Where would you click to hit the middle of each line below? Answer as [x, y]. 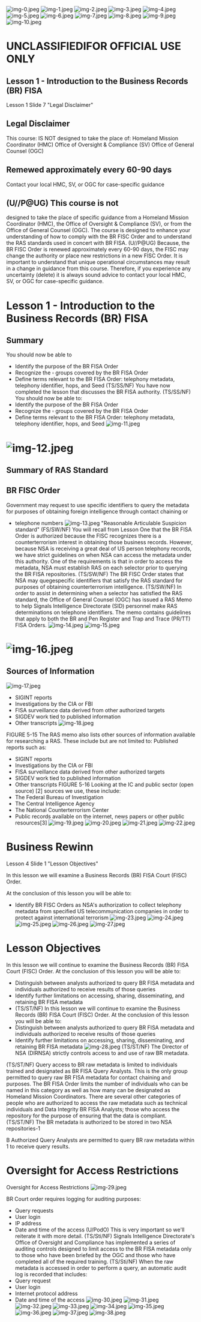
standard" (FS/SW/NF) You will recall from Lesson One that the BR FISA [103, 529]
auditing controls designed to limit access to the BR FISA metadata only [103, 1249]
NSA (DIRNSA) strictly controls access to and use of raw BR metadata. [102, 1053]
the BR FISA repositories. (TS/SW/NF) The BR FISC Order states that [99, 574]
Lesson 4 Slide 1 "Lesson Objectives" [52, 864]
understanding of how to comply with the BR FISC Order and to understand [99, 236]
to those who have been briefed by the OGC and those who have [95, 1255]
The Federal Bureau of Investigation [59, 797]
